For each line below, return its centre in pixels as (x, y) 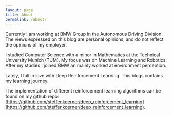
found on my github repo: (32, 96)
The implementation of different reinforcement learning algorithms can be (83, 91)
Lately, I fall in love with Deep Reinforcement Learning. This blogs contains (84, 76)
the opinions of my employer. (36, 45)
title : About (19, 15)
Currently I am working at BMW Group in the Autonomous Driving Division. (84, 34)
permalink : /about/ (26, 19)
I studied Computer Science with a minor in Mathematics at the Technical (83, 55)
